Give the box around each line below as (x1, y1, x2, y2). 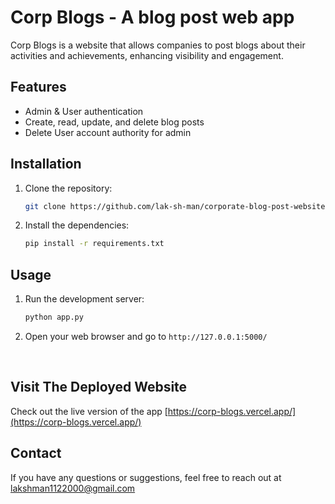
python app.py (24, 312, 84, 323)
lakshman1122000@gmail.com (10, 482, 136, 494)
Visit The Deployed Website (10, 379, 188, 396)
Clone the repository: (24, 182, 113, 194)
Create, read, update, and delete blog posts (24, 116, 205, 128)
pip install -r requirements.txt (24, 239, 165, 249)
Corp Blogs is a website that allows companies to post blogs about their (10, 39, 306, 51)
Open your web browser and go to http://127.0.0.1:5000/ (24, 331, 268, 342)
